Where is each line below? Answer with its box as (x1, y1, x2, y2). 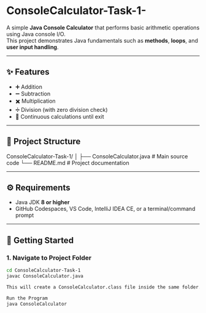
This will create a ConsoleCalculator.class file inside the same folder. (6, 284, 202, 290)
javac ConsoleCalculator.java (6, 273, 84, 279)
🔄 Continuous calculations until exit (15, 112, 104, 120)
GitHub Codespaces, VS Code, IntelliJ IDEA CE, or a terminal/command (15, 205, 196, 213)
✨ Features (6, 67, 50, 77)
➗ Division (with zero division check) (15, 106, 109, 113)
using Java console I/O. (6, 30, 66, 37)
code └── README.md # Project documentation (6, 159, 130, 166)
